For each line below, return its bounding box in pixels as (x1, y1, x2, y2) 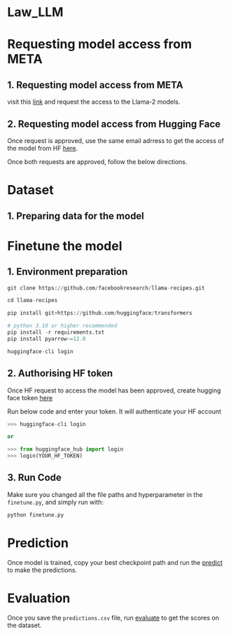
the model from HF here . (7, 144, 78, 152)
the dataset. (7, 621, 42, 629)
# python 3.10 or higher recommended (7, 322, 118, 329)
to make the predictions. (7, 566, 78, 574)
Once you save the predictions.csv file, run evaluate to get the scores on (7, 613, 219, 622)
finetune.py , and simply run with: (7, 498, 104, 506)
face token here (7, 393, 53, 402)
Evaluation (7, 590, 71, 606)
